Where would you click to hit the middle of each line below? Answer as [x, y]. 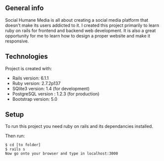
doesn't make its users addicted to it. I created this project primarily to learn [82, 25]
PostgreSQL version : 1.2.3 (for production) [56, 94]
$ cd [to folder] [23, 145]
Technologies [27, 57]
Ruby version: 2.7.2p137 [36, 83]
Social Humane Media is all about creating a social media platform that [77, 20]
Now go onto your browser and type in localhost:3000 [62, 154]
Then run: [15, 136]
